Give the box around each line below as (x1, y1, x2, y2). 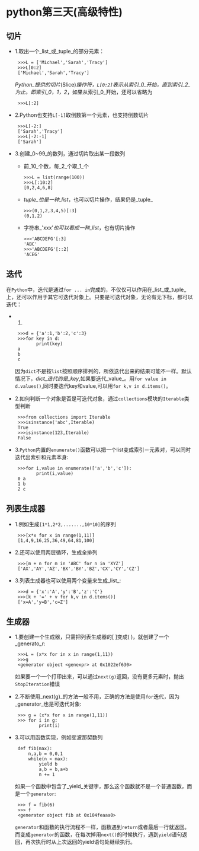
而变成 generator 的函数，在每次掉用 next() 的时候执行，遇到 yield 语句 (14, 831, 182, 838)
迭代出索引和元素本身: (14, 453, 69, 460)
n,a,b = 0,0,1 (28, 751, 63, 757)
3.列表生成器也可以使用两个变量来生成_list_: (14, 576, 121, 584)
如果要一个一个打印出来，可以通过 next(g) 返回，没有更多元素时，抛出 (14, 673, 184, 680)
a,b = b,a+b (38, 766, 68, 773)
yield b (38, 761, 58, 767)
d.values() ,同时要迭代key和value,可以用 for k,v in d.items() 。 (14, 382, 172, 389)
